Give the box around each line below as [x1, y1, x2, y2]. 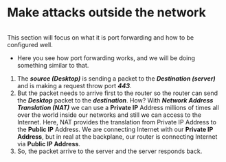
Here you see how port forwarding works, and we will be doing [16, 53, 196, 62]
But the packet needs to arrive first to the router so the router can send [16, 89, 218, 97]
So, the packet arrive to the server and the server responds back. [16, 147, 203, 155]
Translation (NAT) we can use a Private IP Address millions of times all [16, 103, 220, 111]
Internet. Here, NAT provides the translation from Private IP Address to [16, 118, 216, 126]
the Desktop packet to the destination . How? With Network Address [16, 96, 214, 104]
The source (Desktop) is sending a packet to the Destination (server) [16, 74, 216, 83]
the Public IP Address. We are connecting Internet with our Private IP [16, 125, 214, 133]
